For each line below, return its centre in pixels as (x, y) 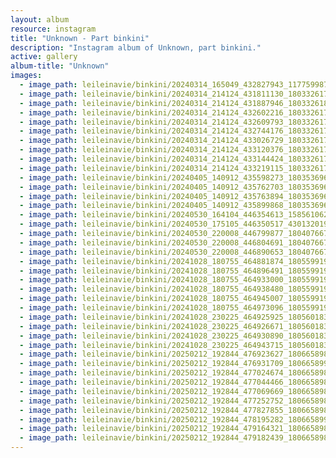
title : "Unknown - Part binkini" (80, 38)
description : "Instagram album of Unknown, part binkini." (136, 47)
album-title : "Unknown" (60, 66)
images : (26, 76)
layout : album (40, 19)
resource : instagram (53, 29)
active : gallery (44, 57)
